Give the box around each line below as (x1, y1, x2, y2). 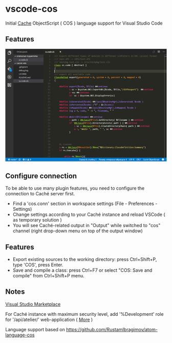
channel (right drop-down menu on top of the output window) (12, 228, 143, 234)
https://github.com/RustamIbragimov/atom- (66, 326, 158, 332)
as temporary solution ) (12, 217, 62, 223)
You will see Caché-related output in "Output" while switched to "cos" (12, 223, 161, 229)
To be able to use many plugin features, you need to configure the (5, 185, 145, 191)
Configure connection (5, 171, 77, 180)
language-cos (5, 332, 35, 338)
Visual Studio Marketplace (5, 301, 61, 307)
